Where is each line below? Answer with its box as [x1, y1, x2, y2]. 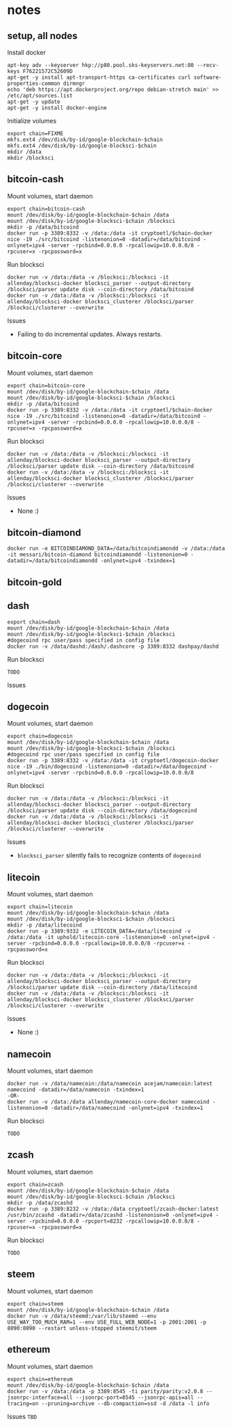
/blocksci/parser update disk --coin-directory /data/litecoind [7, 984, 197, 991]
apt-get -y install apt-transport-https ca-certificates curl [7, 74, 191, 81]
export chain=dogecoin [7, 733, 73, 740]
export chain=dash [7, 619, 60, 626]
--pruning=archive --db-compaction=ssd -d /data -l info [41, 1400, 210, 1407]
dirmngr [63, 80, 85, 87]
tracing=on [7, 1400, 39, 1407]
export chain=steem [7, 1300, 64, 1308]
